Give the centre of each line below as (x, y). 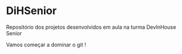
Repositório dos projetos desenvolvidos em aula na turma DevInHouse (91, 27)
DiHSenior (31, 11)
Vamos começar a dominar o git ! (46, 45)
